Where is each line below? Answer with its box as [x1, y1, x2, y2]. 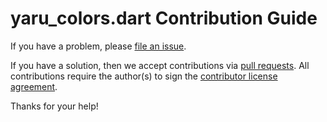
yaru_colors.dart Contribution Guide [10, 7, 318, 30]
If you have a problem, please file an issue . [10, 40, 187, 52]
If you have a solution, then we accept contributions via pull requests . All [10, 59, 310, 71]
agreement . [10, 80, 58, 92]
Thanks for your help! [10, 100, 99, 112]
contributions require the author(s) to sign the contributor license [10, 70, 278, 82]
